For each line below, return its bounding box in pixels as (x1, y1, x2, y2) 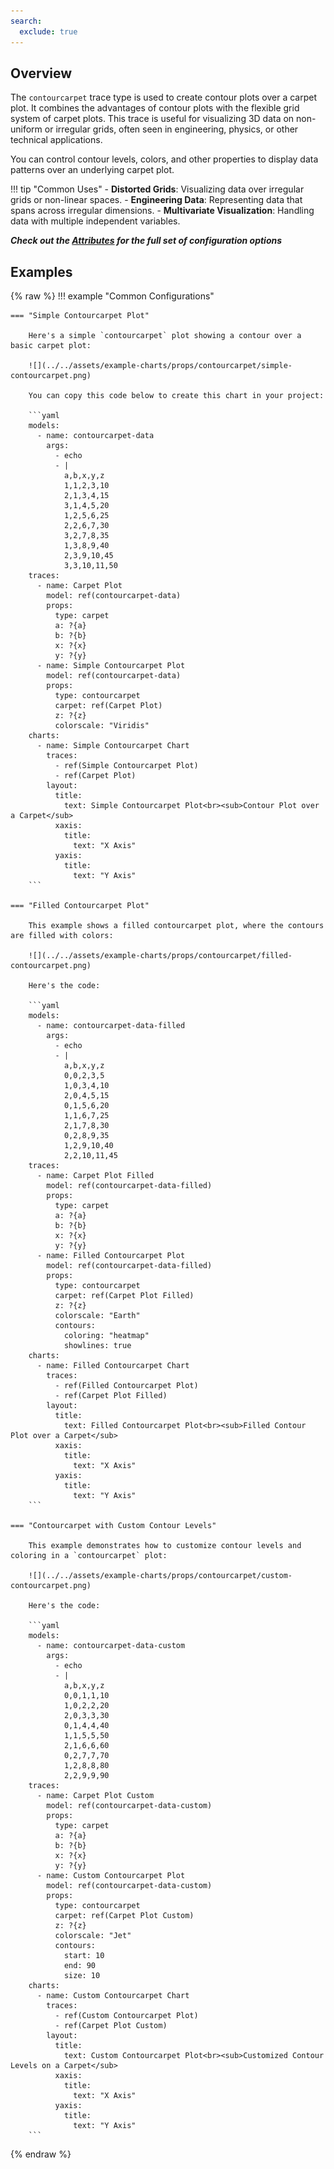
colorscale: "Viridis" (54, 721, 150, 731)
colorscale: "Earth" (54, 1311, 141, 1321)
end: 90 (63, 1961, 97, 1971)
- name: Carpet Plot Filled (36, 1171, 155, 1181)
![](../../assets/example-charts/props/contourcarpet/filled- (28, 951, 293, 961)
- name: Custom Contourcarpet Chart (36, 1991, 190, 2001)
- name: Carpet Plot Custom (36, 1791, 155, 1801)
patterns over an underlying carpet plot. (10, 164, 175, 176)
